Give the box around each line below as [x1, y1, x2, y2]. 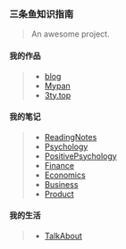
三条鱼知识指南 [9, 7, 74, 20]
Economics [44, 170, 87, 180]
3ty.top [44, 89, 71, 100]
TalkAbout [44, 230, 83, 241]
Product [44, 188, 74, 199]
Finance [44, 160, 74, 170]
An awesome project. [30, 29, 110, 39]
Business [44, 178, 79, 189]
